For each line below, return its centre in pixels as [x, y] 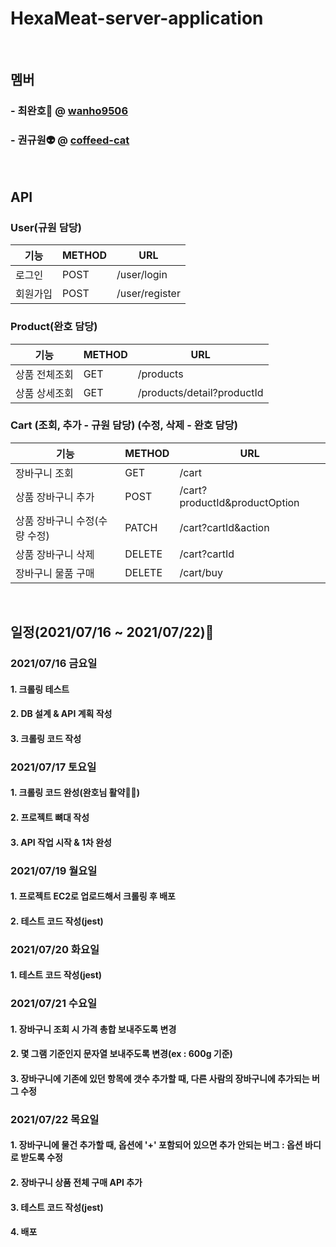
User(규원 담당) [46, 227]
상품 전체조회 [44, 374]
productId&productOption [239, 502]
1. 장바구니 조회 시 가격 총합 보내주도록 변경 [93, 1029]
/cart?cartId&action [224, 527]
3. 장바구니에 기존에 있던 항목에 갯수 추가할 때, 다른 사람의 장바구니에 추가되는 [160, 1078]
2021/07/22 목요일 [55, 1119]
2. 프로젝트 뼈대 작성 [50, 818]
